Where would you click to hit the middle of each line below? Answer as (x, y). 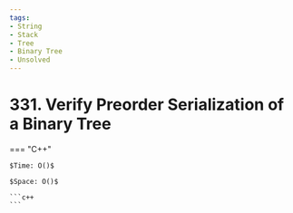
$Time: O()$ (32, 165)
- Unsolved (30, 60)
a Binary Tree (60, 124)
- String (26, 26)
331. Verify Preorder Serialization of (146, 105)
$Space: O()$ (34, 181)
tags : (20, 18)
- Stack (24, 34)
